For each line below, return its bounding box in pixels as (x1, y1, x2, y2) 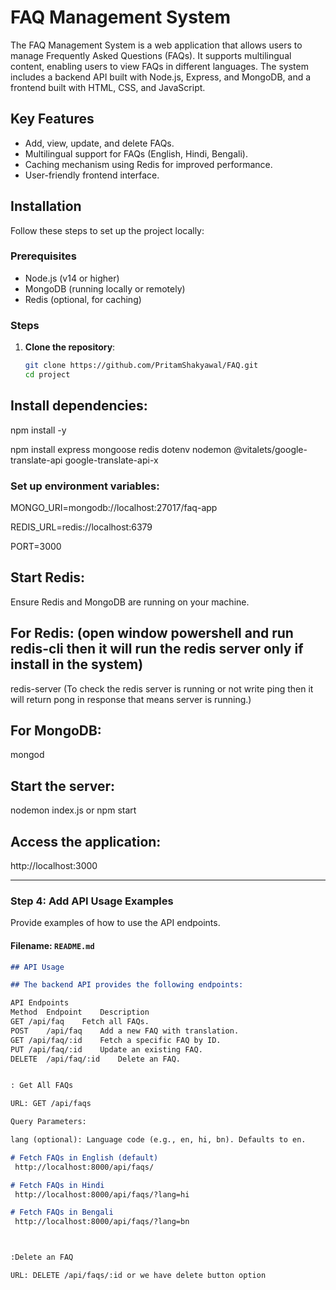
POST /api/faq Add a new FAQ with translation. (10, 1026, 240, 1036)
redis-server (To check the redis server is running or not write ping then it (10, 682, 314, 695)
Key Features (10, 111, 95, 128)
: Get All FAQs (10, 1081, 74, 1091)
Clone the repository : (24, 341, 116, 353)
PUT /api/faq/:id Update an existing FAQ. (10, 1044, 203, 1055)
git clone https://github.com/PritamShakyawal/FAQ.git (24, 361, 259, 371)
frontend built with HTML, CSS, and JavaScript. (10, 81, 206, 93)
